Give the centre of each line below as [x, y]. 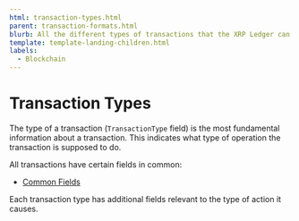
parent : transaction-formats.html [74, 26]
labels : [24, 51]
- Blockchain [42, 59]
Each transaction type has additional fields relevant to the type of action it [145, 199]
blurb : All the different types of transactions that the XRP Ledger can [150, 34]
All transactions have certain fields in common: [96, 164]
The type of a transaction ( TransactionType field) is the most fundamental [145, 128]
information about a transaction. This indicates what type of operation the [145, 137]
